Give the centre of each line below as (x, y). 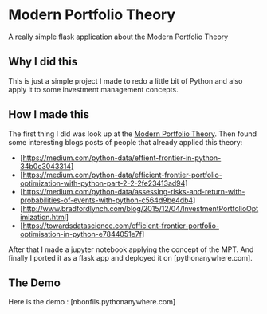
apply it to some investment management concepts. (93, 89)
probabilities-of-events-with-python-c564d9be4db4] (108, 200)
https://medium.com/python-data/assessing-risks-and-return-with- (134, 191)
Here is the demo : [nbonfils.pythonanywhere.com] (92, 302)
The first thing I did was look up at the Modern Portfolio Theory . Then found (133, 134)
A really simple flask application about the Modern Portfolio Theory (118, 37)
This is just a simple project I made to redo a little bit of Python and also (126, 80)
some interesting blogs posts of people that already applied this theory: (126, 142)
